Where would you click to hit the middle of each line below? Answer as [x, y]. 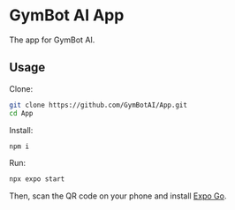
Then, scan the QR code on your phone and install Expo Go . [118, 196]
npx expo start [37, 179]
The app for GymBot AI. [52, 40]
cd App [21, 113]
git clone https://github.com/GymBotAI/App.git [99, 105]
